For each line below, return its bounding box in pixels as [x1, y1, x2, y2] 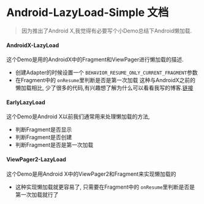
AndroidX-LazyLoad [6, 41, 59, 49]
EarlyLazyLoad [6, 99, 46, 106]
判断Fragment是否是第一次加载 [15, 142, 94, 149]
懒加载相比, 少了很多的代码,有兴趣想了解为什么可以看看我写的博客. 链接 [15, 84, 194, 92]
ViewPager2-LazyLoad [6, 156, 66, 163]
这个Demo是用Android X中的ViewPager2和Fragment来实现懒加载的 [6, 170, 176, 178]
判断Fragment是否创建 [15, 134, 72, 141]
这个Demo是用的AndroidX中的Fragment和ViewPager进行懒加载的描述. [6, 56, 184, 63]
